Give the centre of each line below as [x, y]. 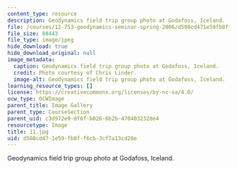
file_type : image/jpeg [41, 40]
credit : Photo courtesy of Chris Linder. [75, 73]
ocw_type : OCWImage [36, 99]
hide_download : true [38, 46]
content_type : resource [42, 14]
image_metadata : [31, 60]
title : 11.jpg [28, 132]
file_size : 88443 [33, 33]
